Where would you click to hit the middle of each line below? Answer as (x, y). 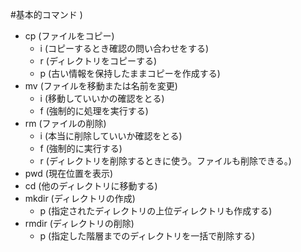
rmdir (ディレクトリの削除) (79, 223)
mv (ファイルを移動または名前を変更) (101, 86)
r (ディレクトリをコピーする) (98, 61)
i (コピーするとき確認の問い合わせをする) (124, 48)
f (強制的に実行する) (81, 148)
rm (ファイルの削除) (65, 123)
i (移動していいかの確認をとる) (102, 98)
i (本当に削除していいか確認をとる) (111, 136)
